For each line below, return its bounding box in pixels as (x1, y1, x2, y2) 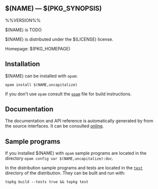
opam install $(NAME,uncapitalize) (5, 82, 78, 87)
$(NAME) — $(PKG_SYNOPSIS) (5, 4, 102, 13)
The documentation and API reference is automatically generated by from (5, 118, 153, 124)
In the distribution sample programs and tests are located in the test (5, 165, 143, 171)
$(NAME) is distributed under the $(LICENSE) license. (5, 36, 113, 42)
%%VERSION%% (5, 17, 41, 23)
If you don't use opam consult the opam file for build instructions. (5, 91, 132, 97)
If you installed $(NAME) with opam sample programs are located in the (5, 150, 147, 156)
